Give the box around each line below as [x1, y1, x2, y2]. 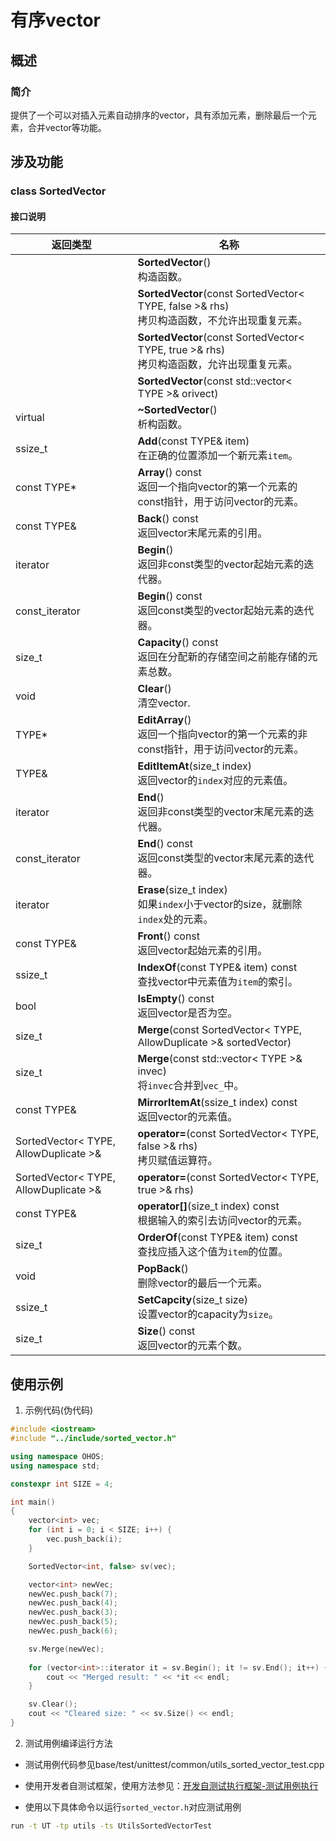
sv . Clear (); [28, 1699, 78, 1710]
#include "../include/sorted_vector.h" [10, 1434, 177, 1444]
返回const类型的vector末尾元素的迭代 [137, 851, 315, 865]
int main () [10, 1497, 56, 1507]
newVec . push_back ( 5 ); [28, 1617, 118, 1627]
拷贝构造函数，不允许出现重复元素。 [137, 314, 308, 328]
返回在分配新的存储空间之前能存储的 [137, 650, 308, 664]
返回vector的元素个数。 [137, 1339, 248, 1353]
